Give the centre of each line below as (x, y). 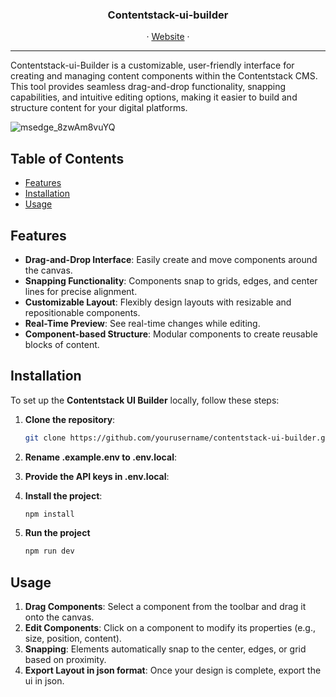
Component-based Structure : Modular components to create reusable (171, 334)
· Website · (168, 37)
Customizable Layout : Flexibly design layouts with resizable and (158, 302)
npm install (49, 514)
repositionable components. (82, 312)
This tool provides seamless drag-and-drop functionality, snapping (148, 87)
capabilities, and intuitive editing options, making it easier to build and (154, 97)
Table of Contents (67, 158)
